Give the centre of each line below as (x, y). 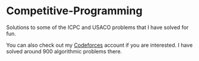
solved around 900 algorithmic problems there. (64, 51)
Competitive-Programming (74, 11)
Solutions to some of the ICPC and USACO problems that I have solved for (97, 27)
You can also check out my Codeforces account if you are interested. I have (99, 45)
